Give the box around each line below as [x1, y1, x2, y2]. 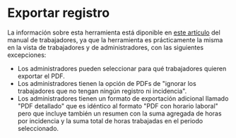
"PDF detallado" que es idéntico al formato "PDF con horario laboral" [17, 101, 219, 110]
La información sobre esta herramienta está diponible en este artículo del [7, 28, 220, 37]
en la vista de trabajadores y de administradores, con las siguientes [7, 43, 203, 51]
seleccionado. [17, 124, 59, 132]
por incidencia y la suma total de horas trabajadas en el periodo [17, 116, 203, 125]
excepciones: [7, 51, 47, 59]
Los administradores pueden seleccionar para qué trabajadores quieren [17, 64, 227, 73]
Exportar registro [7, 5, 110, 21]
